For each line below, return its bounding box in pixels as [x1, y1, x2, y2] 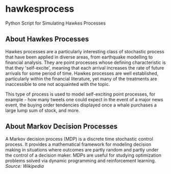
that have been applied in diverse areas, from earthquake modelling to [5, 54, 153, 60]
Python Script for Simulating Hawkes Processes [5, 20, 106, 26]
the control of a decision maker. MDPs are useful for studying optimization [5, 152, 162, 158]
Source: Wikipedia [5, 163, 44, 169]
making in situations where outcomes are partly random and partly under [5, 146, 159, 153]
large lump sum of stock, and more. [5, 107, 80, 113]
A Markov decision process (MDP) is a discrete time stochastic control [5, 136, 153, 142]
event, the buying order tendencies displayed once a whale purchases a [5, 102, 157, 108]
